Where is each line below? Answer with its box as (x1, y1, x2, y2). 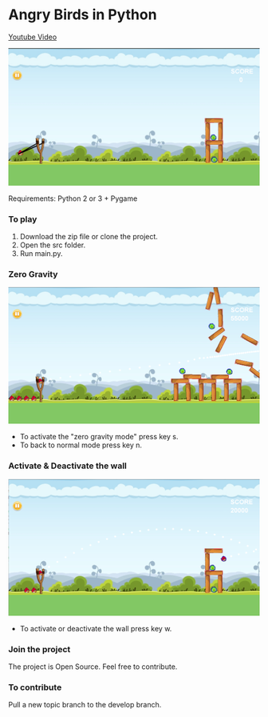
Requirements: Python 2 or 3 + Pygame (8, 194, 138, 203)
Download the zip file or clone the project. (19, 231, 158, 241)
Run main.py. (19, 248, 63, 258)
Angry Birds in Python (8, 6, 157, 24)
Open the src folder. (19, 240, 86, 250)
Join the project (8, 643, 71, 655)
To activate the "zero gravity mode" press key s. (19, 432, 179, 442)
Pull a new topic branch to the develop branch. (8, 700, 162, 710)
